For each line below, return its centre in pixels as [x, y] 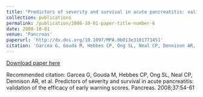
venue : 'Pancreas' [29, 35]
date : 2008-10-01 [28, 29]
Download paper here [33, 63]
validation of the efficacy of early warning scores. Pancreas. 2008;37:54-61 [100, 87]
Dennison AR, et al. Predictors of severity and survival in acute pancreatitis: [100, 81]
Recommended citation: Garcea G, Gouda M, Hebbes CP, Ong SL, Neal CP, [99, 75]
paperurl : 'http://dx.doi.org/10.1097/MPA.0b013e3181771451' [85, 40]
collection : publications [39, 18]
